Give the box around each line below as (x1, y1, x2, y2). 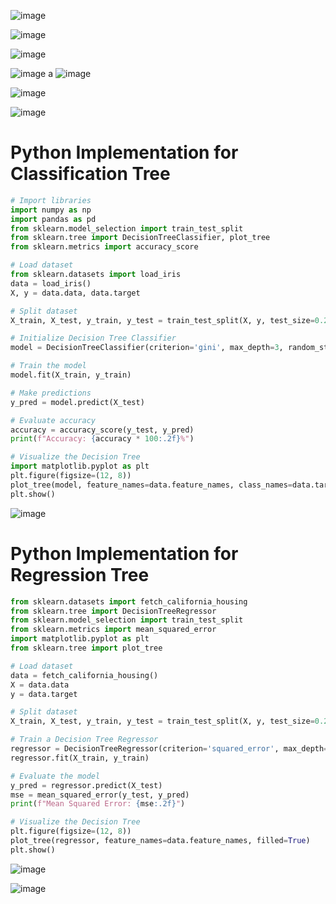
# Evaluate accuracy (10, 415, 97, 425)
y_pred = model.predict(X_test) (10, 397, 145, 407)
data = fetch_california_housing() (10, 670, 159, 680)
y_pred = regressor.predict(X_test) (10, 780, 163, 790)
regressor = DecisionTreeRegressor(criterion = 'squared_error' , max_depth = (10, 744, 329, 754)
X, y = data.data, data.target (10, 288, 141, 298)
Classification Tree (10, 163, 171, 185)
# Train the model (10, 361, 87, 371)
